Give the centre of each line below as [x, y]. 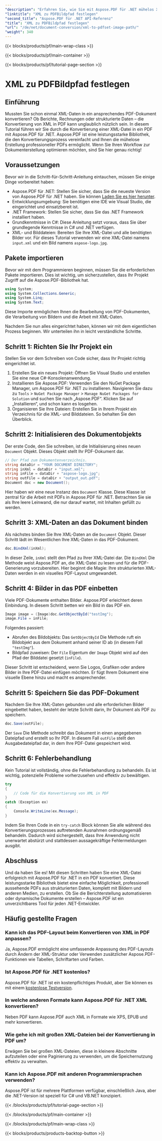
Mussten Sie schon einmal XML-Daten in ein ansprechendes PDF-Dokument [81, 114]
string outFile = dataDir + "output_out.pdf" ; [53, 478]
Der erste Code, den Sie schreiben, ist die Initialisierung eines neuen [73, 446]
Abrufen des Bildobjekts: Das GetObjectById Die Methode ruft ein [76, 637]
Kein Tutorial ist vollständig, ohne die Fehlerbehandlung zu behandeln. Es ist [81, 770]
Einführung [22, 102]
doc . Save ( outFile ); [25, 724]
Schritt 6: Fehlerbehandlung [48, 759]
